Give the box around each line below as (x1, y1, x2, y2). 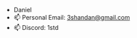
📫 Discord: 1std (13, 24, 59, 31)
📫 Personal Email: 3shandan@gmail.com (13, 14, 130, 21)
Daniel (13, 6, 32, 14)
